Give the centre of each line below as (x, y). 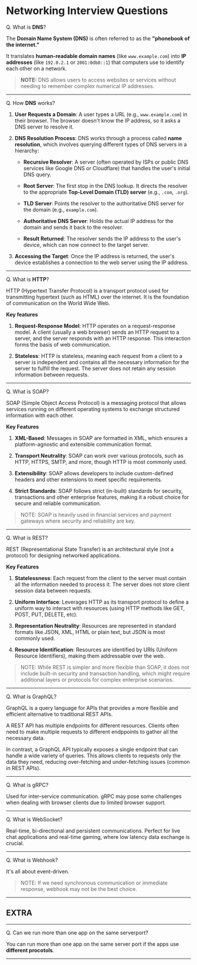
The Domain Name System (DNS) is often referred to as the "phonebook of (98, 38)
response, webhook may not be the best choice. (79, 889)
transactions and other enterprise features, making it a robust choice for (102, 497)
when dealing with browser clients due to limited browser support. (86, 803)
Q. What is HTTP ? (28, 279)
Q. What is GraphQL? (31, 696)
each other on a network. (37, 68)
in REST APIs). (23, 768)
